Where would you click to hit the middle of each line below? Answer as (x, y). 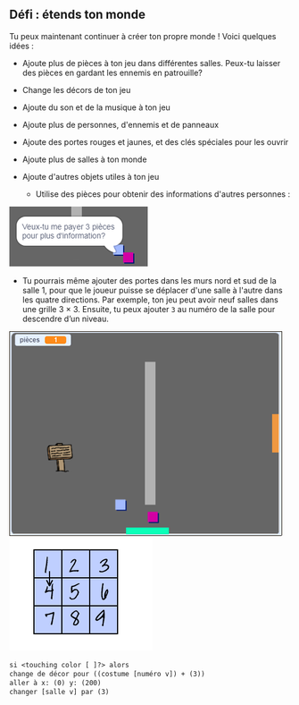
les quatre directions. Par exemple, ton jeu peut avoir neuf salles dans (150, 300)
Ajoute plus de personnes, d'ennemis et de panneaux (120, 124)
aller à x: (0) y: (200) (55, 683)
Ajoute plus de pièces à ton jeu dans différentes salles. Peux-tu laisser (151, 63)
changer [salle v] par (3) (59, 692)
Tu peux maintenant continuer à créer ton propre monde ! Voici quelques (143, 36)
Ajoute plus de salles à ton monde (84, 159)
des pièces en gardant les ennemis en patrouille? (112, 72)
